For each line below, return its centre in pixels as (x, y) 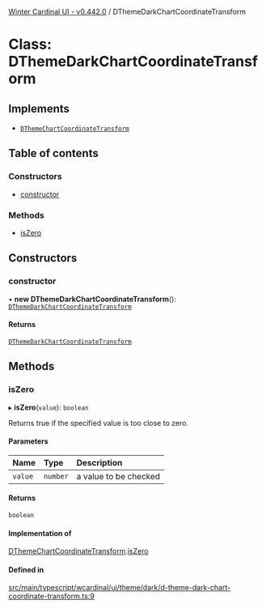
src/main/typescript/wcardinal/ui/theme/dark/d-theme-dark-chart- (120, 588)
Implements (39, 108)
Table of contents (53, 153)
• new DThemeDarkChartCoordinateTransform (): (92, 299)
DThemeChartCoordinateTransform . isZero (78, 551)
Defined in (26, 569)
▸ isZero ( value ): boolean (49, 407)
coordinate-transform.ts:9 (51, 596)
